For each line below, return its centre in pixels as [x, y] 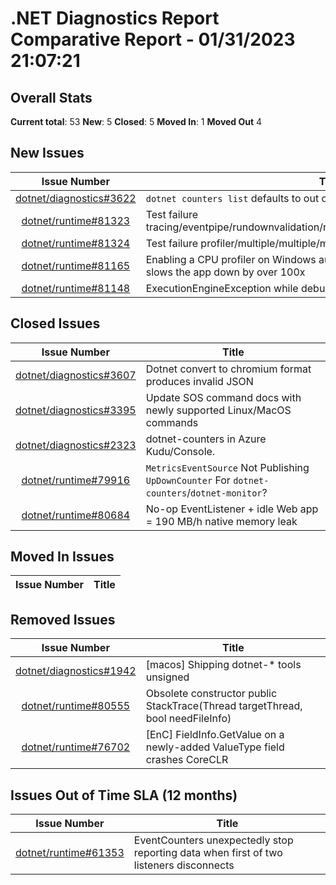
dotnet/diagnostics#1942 [76, 671]
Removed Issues [63, 619]
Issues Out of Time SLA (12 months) [124, 795]
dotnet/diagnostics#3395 [76, 410]
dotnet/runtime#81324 [76, 243]
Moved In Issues [62, 557]
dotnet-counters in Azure [206, 439]
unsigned [167, 677]
